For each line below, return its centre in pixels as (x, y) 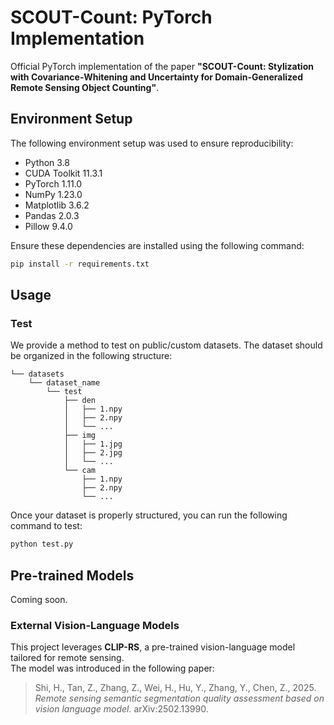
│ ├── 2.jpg (93, 453)
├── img (80, 436)
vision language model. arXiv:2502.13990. (121, 709)
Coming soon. (39, 599)
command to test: (46, 526)
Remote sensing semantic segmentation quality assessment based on (179, 698)
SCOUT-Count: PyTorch (111, 17)
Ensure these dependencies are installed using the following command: (157, 245)
